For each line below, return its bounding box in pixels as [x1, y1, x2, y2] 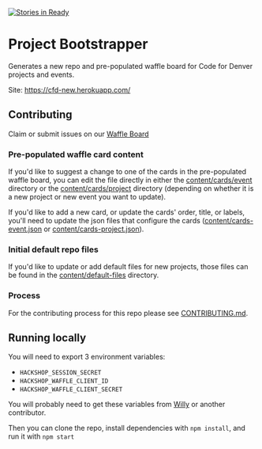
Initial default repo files [8, 244, 99, 255]
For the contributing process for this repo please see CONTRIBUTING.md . [8, 308, 249, 318]
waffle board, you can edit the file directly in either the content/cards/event [8, 175, 253, 185]
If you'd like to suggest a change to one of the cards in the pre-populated [8, 167, 247, 177]
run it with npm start [8, 432, 75, 441]
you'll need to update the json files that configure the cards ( [8, 216, 205, 226]
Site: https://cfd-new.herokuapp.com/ [8, 85, 131, 94]
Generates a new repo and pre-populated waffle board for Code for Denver [8, 61, 253, 70]
